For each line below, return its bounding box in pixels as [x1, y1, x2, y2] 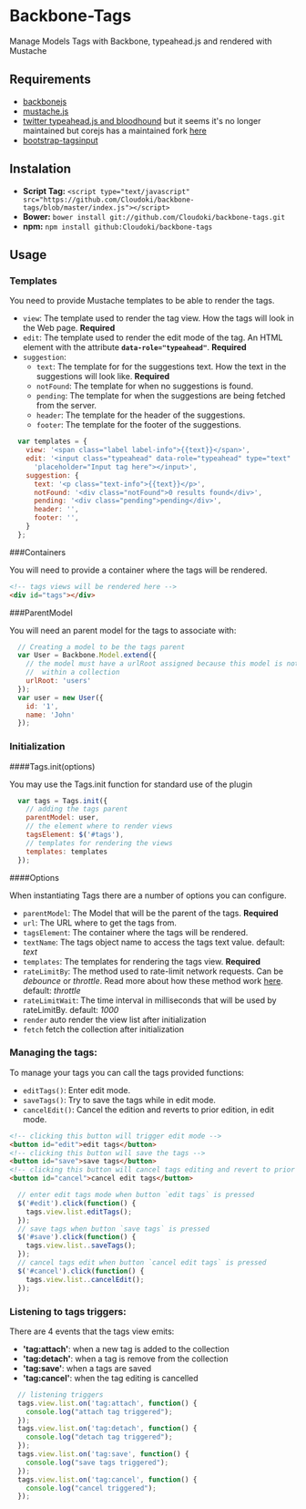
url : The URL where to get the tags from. [22, 917, 178, 928]
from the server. [36, 400, 97, 411]
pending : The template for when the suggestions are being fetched [36, 390, 286, 401]
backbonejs [22, 96, 67, 107]
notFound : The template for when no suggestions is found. [36, 380, 253, 392]
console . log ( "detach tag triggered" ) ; [25, 1432, 173, 1442]
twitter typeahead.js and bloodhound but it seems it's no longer [22, 115, 261, 126]
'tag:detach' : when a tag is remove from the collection [22, 1353, 229, 1364]
